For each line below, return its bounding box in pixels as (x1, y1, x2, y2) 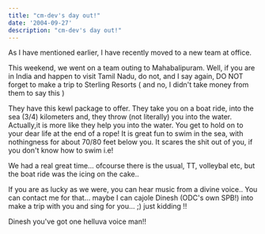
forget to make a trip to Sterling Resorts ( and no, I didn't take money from (8, 80, 249, 89)
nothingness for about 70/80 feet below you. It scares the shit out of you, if (8, 138, 253, 147)
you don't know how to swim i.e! (8, 145, 114, 155)
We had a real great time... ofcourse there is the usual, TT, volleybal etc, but (8, 161, 256, 171)
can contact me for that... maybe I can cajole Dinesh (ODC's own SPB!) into (8, 193, 254, 202)
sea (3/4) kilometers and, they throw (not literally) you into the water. (8, 112, 233, 122)
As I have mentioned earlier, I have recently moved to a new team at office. (8, 48, 252, 58)
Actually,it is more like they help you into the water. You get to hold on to (8, 120, 244, 130)
